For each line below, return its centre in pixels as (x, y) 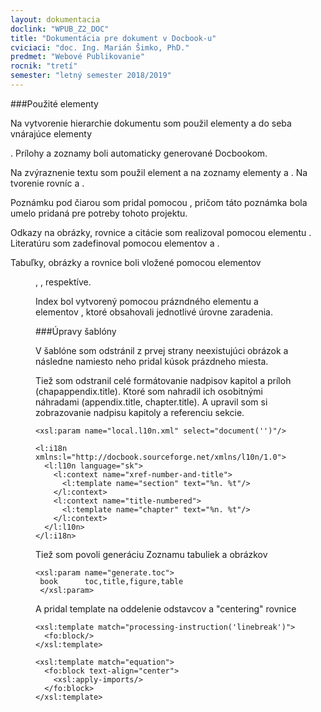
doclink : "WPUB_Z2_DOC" (60, 29)
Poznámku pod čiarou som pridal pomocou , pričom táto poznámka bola (159, 202)
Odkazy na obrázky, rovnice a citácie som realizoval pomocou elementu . (161, 232)
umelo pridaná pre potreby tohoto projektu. (99, 213)
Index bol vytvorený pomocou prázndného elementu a (147, 301)
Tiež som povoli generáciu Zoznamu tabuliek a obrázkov (151, 554)
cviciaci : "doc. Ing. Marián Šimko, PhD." (100, 47)
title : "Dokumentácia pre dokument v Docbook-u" (113, 38)
